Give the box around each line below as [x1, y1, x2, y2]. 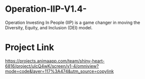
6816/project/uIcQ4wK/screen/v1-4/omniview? [5, 63, 99, 69]
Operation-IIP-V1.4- [5, 3, 87, 15]
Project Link [5, 42, 54, 53]
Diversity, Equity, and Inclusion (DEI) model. [5, 24, 93, 30]
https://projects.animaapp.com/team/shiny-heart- [5, 58, 105, 64]
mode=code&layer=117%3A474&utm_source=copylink [5, 68, 114, 74]
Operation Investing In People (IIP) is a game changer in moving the [5, 20, 140, 25]
